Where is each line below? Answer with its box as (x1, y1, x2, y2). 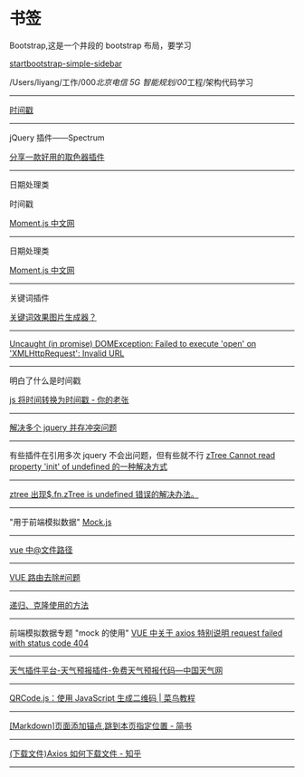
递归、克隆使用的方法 (9, 600, 89, 610)
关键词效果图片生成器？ (9, 312, 97, 322)
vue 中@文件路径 (9, 544, 73, 555)
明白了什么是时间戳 (9, 375, 81, 386)
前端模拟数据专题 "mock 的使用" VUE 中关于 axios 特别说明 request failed (9, 627, 283, 638)
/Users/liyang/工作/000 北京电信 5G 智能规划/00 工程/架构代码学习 (9, 76, 253, 87)
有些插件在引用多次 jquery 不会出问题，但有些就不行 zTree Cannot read (9, 449, 276, 460)
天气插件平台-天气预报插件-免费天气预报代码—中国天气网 (9, 665, 223, 676)
